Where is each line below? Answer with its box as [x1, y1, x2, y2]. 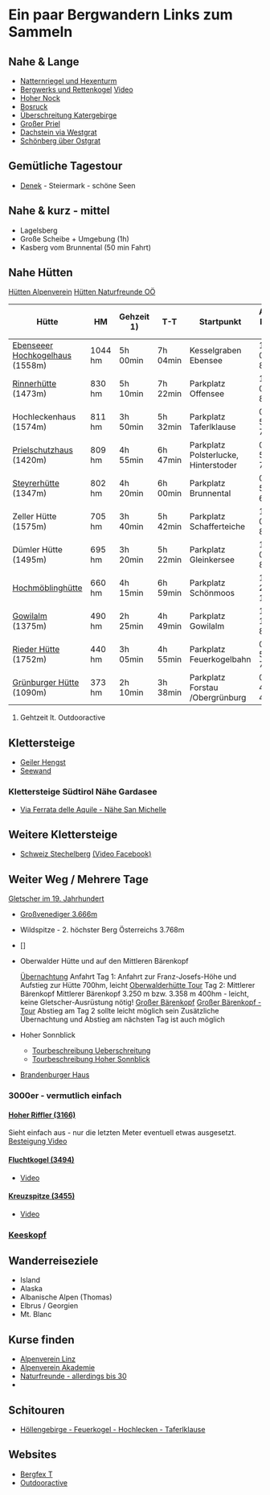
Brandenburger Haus [19, 1070, 90, 1080]
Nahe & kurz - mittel [8, 204, 110, 218]
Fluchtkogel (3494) [8, 1154, 75, 1164]
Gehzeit [119, 312, 150, 323]
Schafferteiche [189, 521, 246, 532]
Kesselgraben [189, 345, 242, 356]
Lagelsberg [19, 225, 58, 235]
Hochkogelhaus [12, 350, 72, 361]
